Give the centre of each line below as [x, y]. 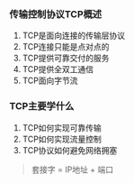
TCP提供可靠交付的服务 [66, 58]
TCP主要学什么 [42, 106]
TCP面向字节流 [50, 81]
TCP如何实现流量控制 [62, 139]
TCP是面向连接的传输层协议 [74, 36]
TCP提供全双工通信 [58, 69]
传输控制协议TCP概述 [55, 14]
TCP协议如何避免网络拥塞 [70, 150]
